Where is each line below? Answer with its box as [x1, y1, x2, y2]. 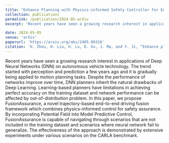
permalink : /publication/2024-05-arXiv [5, 16, 89, 21]
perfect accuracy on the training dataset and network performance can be [5, 89, 159, 95]
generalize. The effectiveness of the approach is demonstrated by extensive [5, 127, 163, 133]
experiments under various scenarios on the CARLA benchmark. [5, 132, 138, 138]
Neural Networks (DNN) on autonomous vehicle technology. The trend [5, 63, 151, 69]
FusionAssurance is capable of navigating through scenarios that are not [5, 116, 156, 122]
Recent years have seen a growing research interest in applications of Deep [5, 58, 162, 64]
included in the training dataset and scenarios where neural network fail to [5, 121, 159, 127]
